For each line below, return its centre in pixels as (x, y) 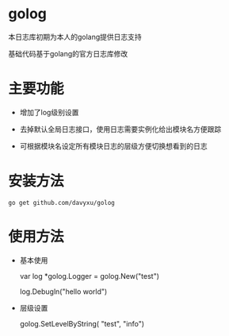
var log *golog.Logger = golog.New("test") (90, 276)
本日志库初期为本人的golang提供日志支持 (75, 37)
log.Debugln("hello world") (63, 292)
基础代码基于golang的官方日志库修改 (68, 53)
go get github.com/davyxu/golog (61, 203)
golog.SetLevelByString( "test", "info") (82, 323)
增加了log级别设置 (49, 112)
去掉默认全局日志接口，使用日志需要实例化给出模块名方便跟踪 (120, 129)
